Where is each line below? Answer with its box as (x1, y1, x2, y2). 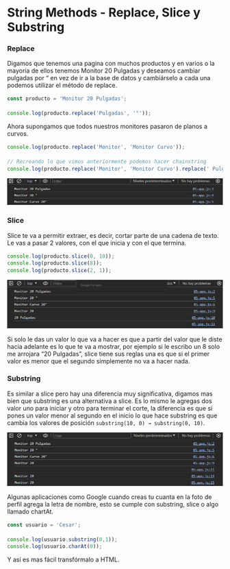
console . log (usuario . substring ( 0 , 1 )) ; (7, 536, 118, 543)
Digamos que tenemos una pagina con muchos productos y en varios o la (7, 60, 215, 68)
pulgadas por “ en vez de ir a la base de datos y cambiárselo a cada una (7, 74, 211, 82)
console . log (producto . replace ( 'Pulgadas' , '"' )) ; (7, 110, 152, 117)
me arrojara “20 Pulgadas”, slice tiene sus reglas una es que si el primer (7, 350, 210, 358)
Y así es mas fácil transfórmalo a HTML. (7, 555, 120, 564)
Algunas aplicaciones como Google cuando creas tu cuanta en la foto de (7, 492, 212, 501)
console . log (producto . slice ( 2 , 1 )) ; (7, 267, 112, 274)
